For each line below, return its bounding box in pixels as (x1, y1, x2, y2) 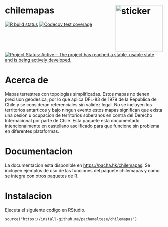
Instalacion (5, 190, 52, 202)
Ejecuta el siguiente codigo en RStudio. (5, 207, 86, 213)
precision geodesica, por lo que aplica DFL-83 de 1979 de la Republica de (5, 96, 157, 102)
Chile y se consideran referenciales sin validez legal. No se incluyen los (5, 102, 152, 108)
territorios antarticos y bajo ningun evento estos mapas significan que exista (5, 107, 163, 113)
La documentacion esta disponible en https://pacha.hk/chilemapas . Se (5, 162, 151, 168)
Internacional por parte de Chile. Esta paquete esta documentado (5, 118, 140, 124)
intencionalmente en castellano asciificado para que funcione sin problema (5, 123, 160, 129)
